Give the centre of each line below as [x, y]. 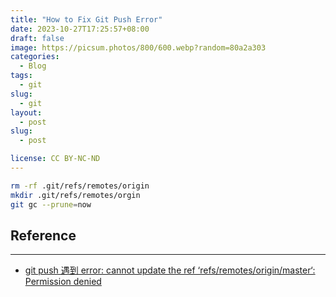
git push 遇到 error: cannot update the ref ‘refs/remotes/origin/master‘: [170, 270]
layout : [26, 112]
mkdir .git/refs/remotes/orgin [75, 195]
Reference [43, 235]
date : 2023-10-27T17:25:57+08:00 [80, 29]
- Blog [33, 66]
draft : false [37, 38]
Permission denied [63, 282]
